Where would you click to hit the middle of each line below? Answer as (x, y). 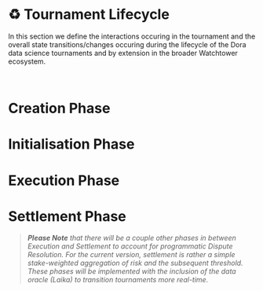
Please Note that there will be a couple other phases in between (132, 238)
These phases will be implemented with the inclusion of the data (132, 271)
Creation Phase (59, 109)
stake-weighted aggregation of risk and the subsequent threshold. (135, 263)
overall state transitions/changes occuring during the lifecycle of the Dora (127, 44)
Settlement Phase (68, 216)
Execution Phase (64, 180)
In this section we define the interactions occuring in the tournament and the (132, 36)
